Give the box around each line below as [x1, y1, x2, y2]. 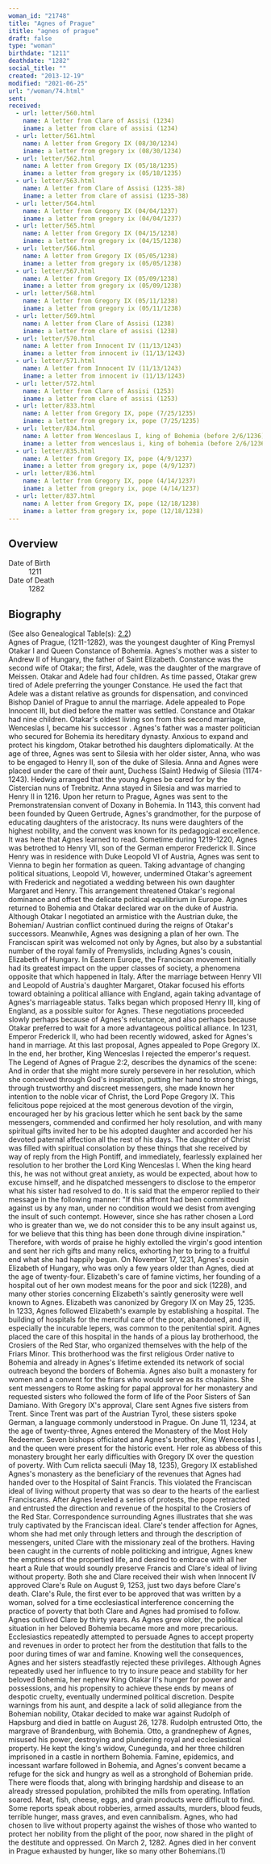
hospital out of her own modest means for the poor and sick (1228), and [8, 1281, 248, 1289]
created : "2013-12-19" [8, 72, 85, 80]
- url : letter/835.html [15, 447, 95, 455]
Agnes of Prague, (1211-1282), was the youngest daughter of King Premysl [8, 637, 256, 646]
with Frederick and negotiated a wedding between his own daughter [8, 877, 236, 887]
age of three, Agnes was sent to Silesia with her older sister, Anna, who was [8, 749, 261, 759]
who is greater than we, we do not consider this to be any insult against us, [8, 1220, 258, 1230]
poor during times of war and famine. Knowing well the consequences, [8, 1649, 244, 1658]
